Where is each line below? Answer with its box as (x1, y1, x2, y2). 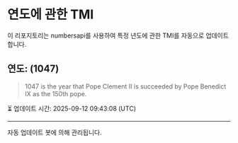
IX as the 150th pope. (24, 89, 87, 98)
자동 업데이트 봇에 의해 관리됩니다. (7, 128, 102, 137)
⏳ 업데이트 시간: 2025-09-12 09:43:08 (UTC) (7, 104, 137, 113)
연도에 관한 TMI (7, 6, 94, 23)
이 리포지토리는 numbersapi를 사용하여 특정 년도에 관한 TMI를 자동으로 (7, 31, 205, 40)
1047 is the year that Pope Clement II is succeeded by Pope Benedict (24, 82, 227, 91)
